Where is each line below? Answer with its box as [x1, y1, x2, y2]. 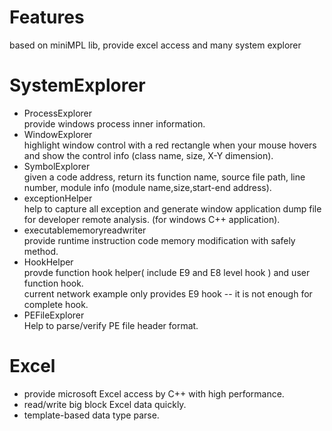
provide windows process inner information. [23, 117, 206, 130]
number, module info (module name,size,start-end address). [23, 181, 272, 193]
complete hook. [23, 298, 89, 310]
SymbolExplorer [23, 160, 91, 172]
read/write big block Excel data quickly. [23, 398, 187, 410]
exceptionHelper [23, 192, 93, 204]
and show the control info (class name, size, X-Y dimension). [23, 149, 274, 161]
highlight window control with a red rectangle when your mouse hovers [23, 139, 317, 151]
